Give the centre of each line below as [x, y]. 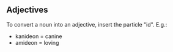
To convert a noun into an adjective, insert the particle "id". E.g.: [87, 24]
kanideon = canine [39, 36]
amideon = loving [37, 42]
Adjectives [27, 10]
